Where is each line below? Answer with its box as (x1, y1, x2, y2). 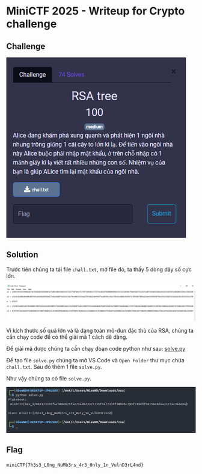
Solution (6, 249, 38, 260)
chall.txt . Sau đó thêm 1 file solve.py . (6, 364, 102, 371)
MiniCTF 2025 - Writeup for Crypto (6, 4, 185, 18)
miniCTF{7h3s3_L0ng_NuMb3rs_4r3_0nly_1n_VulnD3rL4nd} (6, 462, 144, 468)
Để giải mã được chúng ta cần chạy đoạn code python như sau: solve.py (6, 345, 186, 353)
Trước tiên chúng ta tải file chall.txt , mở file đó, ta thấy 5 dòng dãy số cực (6, 266, 192, 273)
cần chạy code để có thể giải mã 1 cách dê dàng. (6, 333, 128, 341)
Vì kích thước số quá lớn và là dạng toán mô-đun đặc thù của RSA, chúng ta (6, 327, 194, 335)
